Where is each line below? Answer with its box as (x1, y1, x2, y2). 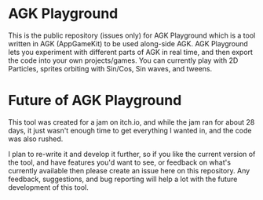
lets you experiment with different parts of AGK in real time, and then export (8, 47, 254, 56)
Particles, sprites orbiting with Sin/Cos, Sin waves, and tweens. (8, 64, 213, 73)
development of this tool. (8, 182, 89, 192)
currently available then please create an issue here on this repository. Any (8, 165, 250, 175)
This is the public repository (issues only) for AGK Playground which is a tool (8, 31, 256, 40)
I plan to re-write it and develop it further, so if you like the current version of (8, 149, 256, 158)
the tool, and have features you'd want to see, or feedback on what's (8, 158, 232, 167)
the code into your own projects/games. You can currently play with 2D (8, 56, 239, 65)
